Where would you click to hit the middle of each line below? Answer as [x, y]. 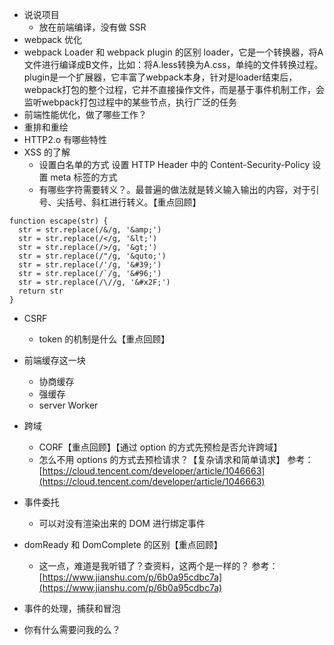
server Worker [68, 405]
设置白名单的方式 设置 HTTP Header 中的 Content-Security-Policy [174, 164]
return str [41, 291]
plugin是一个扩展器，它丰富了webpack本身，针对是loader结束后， [160, 77]
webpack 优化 [52, 39]
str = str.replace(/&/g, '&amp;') [90, 230]
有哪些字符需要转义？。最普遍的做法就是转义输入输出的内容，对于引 [179, 189]
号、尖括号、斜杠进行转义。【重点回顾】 [120, 202]
